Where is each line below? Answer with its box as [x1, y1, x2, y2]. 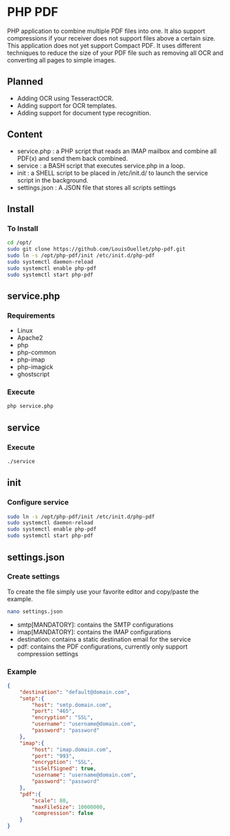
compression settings [16, 649, 79, 658]
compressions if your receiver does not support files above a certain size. [7, 34, 216, 42]
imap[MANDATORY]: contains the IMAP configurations [16, 627, 172, 636]
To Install [7, 224, 38, 233]
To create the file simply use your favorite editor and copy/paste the [7, 588, 199, 596]
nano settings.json [7, 608, 63, 615]
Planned [7, 76, 43, 88]
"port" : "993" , [32, 752, 76, 759]
